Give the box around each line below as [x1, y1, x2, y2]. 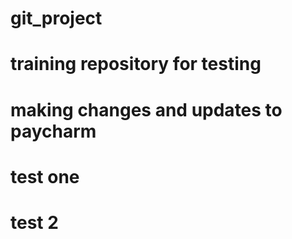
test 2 [10, 211, 59, 234]
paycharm [10, 120, 97, 142]
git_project [10, 7, 103, 30]
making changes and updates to [10, 98, 283, 121]
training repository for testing [10, 53, 262, 76]
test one [10, 165, 80, 188]
